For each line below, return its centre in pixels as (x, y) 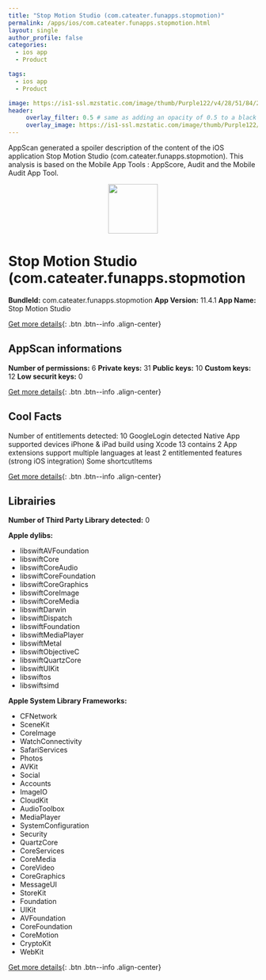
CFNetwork (38, 716)
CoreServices (42, 851)
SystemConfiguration (54, 826)
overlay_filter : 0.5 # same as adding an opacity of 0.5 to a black (141, 118)
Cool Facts (35, 417)
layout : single (33, 30)
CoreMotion (39, 935)
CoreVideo (37, 868)
